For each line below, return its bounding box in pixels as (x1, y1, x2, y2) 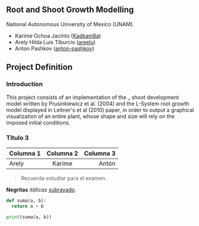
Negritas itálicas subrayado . (6, 186, 76, 193)
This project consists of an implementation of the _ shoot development (6, 94, 179, 101)
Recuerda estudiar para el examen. (20, 174, 107, 181)
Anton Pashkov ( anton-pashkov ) (14, 45, 95, 52)
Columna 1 (9, 149, 41, 157)
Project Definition (6, 62, 73, 72)
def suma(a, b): (6, 197, 46, 203)
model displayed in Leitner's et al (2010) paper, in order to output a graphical (6, 106, 194, 113)
